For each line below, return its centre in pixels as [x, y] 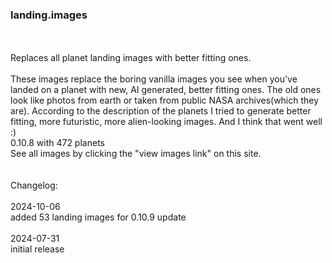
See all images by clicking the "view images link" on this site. [136, 154]
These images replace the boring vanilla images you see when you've [154, 79]
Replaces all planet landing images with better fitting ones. [131, 58]
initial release [37, 249]
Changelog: [34, 185]
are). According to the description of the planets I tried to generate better [161, 111]
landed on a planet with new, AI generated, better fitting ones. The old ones [166, 90]
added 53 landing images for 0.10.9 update [98, 217]
